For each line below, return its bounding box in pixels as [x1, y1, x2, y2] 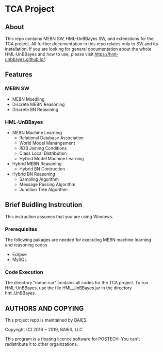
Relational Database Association [19, 135, 84, 141]
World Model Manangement [19, 140, 75, 146]
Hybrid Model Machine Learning [19, 155, 84, 161]
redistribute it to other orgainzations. [5, 341, 78, 347]
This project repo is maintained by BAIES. [5, 317, 88, 323]
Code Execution [5, 269, 44, 276]
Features [5, 71, 33, 79]
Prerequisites [5, 225, 37, 232]
